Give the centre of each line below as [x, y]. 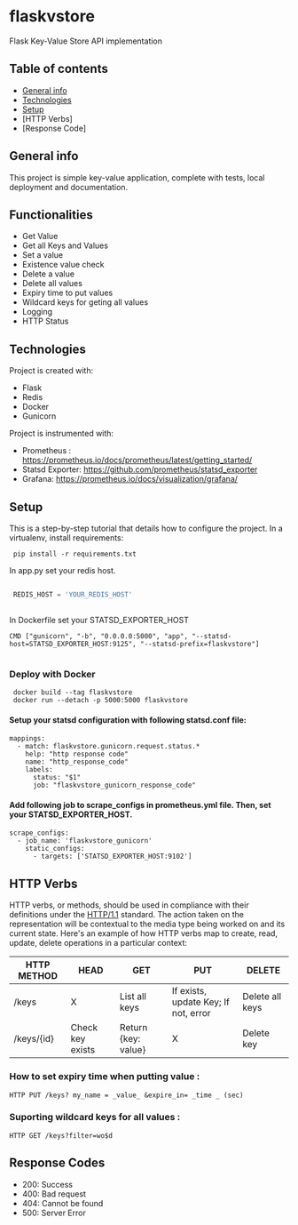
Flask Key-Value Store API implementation [86, 41]
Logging [37, 312]
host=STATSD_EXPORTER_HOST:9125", [73, 644]
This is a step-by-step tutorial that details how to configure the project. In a [146, 528]
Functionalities [51, 215]
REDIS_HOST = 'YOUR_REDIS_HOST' [73, 595]
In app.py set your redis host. [63, 570]
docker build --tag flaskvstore [73, 693]
